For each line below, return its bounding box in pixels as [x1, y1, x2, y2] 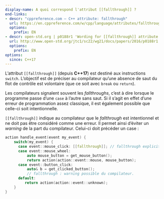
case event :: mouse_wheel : [18, 148, 71, 154]
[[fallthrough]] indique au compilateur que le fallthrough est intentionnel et [5, 115, 159, 121]
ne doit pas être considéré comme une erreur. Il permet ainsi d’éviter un [5, 120, 149, 126]
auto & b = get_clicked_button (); [26, 167, 95, 172]
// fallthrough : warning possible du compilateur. [26, 171, 134, 176]
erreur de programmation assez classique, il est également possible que [5, 100, 150, 106]
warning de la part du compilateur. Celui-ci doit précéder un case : [5, 125, 139, 132]
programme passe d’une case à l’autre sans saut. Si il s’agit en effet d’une [5, 96, 152, 101]
